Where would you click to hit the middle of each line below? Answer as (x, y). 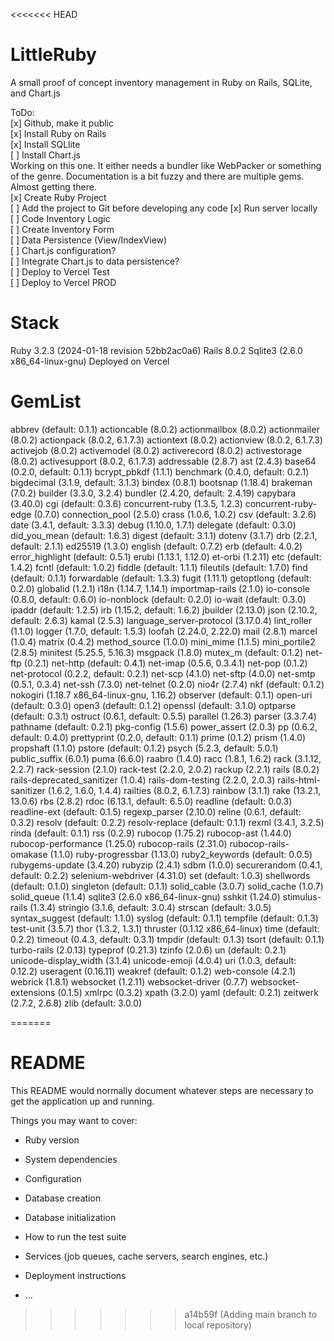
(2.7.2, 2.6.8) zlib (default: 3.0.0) (76, 1003)
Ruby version (52, 1140)
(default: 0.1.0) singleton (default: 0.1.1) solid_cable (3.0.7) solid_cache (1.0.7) (167, 886)
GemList (46, 401)
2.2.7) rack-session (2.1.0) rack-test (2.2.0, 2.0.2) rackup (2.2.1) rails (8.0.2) (165, 769)
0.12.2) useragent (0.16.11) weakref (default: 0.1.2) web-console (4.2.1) (153, 971)
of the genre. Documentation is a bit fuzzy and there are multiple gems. (157, 176)
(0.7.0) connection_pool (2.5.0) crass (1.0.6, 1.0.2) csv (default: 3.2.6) (175, 514)
